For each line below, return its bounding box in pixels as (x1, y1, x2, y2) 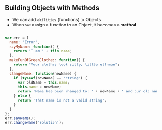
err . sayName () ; (5, 116, 36, 121)
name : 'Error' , (9, 39, 40, 45)
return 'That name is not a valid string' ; (17, 98, 107, 103)
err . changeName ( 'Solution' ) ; (5, 120, 64, 125)
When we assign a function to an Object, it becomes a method (12, 22, 136, 27)
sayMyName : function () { (9, 44, 59, 49)
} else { (13, 93, 31, 98)
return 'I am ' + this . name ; (13, 49, 72, 53)
